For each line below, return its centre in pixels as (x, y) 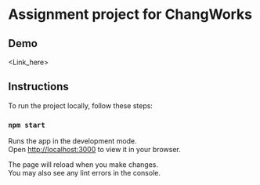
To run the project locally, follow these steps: (80, 105)
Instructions (38, 87)
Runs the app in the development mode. (72, 141)
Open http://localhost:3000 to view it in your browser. (95, 150)
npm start (27, 125)
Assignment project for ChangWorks (130, 15)
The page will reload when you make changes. (83, 165)
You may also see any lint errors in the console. (84, 173)
